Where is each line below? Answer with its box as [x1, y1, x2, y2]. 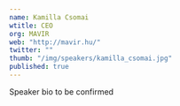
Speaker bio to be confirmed [9, 86, 113, 97]
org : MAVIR [9, 29, 50, 38]
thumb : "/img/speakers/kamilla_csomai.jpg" [9, 54, 173, 63]
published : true [9, 63, 69, 72]
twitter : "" [9, 46, 53, 55]
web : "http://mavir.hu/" [9, 37, 101, 47]
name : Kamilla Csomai [9, 12, 90, 22]
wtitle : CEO [9, 21, 53, 30]
